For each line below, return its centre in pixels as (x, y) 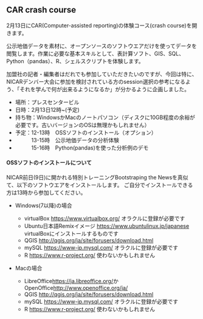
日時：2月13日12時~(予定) (47, 109)
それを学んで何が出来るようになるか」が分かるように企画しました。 (105, 89)
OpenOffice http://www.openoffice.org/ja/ (76, 288)
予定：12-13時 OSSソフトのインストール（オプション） (86, 132)
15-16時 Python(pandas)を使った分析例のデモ (90, 148)
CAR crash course (41, 10)
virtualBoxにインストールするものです (71, 234)
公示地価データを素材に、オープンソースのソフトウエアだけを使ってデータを (102, 46)
